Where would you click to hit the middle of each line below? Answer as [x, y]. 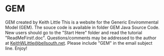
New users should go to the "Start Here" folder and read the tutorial [74, 32]
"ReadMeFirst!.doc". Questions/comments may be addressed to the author [81, 38]
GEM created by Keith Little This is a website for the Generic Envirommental [82, 22]
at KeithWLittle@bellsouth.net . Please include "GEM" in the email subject [79, 43]
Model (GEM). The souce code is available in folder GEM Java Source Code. [82, 27]
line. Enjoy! [16, 48]
